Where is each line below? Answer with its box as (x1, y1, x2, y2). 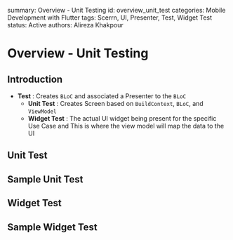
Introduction (7, 73, 63, 85)
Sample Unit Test (7, 173, 84, 185)
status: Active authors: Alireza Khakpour (7, 21, 124, 29)
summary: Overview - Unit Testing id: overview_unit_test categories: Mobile (7, 6, 226, 14)
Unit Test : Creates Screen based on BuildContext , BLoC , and (27, 100, 204, 107)
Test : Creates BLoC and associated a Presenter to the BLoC (17, 92, 187, 100)
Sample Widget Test (7, 221, 98, 233)
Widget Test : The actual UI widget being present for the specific (27, 114, 217, 122)
